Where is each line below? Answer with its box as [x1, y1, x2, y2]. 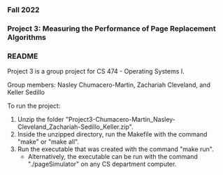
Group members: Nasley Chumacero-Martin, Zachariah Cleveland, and [7, 80, 211, 89]
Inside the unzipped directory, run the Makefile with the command [17, 130, 208, 139]
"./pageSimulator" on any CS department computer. [27, 160, 177, 169]
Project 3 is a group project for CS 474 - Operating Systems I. [7, 67, 185, 76]
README [7, 51, 38, 61]
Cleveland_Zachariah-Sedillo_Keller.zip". [17, 122, 134, 131]
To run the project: [7, 101, 61, 110]
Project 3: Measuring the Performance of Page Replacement [7, 23, 216, 33]
